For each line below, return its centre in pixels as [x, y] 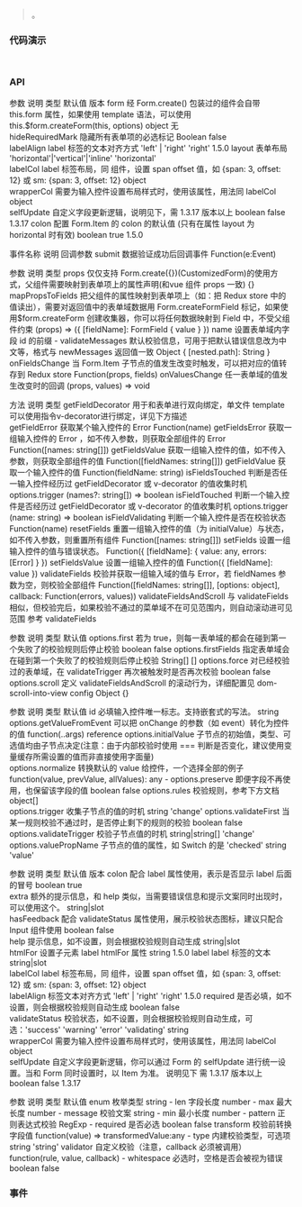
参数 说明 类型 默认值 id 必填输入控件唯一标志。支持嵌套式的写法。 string [144, 712]
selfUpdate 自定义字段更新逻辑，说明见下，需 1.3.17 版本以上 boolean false [147, 212]
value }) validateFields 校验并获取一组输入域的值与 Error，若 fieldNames [143, 573]
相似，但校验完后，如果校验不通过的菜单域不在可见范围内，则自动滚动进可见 [151, 607]
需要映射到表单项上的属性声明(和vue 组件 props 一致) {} [151, 284]
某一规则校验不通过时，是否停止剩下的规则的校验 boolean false [126, 822]
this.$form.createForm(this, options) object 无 [94, 125]
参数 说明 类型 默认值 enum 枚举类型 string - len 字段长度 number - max [142, 1102]
